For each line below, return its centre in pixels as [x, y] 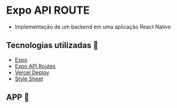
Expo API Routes [35, 66]
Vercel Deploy [32, 72]
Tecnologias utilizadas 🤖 [52, 45]
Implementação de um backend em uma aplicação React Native [93, 27]
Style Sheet [29, 78]
